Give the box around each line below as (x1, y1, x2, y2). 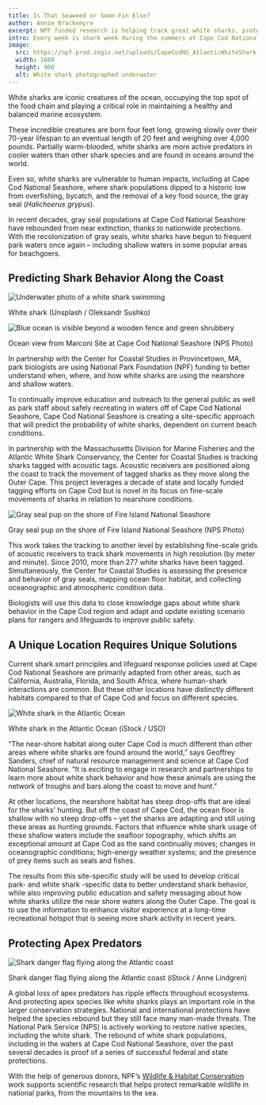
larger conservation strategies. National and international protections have (8, 1006, 251, 1015)
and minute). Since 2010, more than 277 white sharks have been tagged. (8, 558, 245, 567)
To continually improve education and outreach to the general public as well (8, 395, 256, 404)
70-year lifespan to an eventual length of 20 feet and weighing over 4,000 (8, 133, 249, 143)
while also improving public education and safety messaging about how (8, 888, 242, 898)
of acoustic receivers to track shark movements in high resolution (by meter (8, 549, 256, 558)
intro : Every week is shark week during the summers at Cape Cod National (8, 33, 260, 42)
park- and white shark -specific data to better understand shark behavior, (8, 879, 249, 890)
